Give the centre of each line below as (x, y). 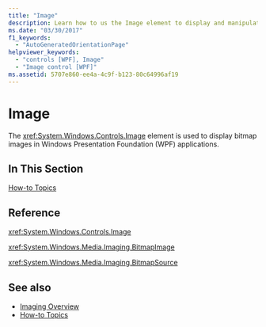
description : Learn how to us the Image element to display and (116, 23)
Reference (34, 213)
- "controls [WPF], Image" (60, 60)
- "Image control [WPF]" (56, 67)
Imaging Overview (49, 306)
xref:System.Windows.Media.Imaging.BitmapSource (93, 263)
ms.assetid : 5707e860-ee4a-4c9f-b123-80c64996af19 (93, 74)
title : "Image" (33, 15)
